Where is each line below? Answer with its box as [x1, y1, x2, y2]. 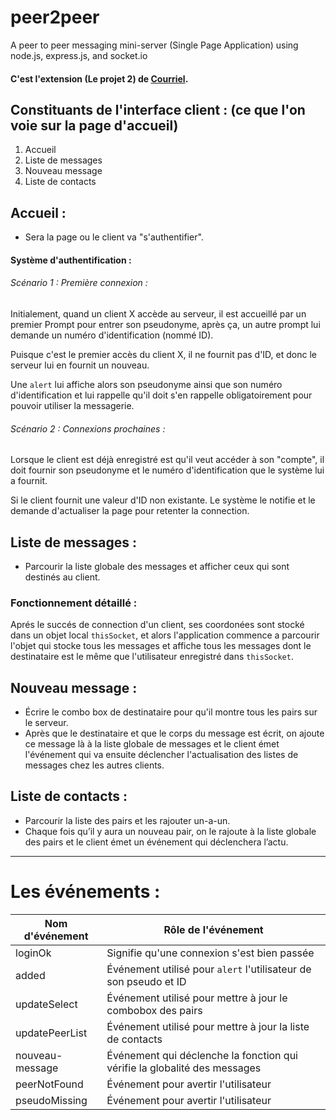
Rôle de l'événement [163, 922, 264, 936]
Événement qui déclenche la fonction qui [106, 1048, 298, 1062]
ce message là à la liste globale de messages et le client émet [24, 738, 280, 750]
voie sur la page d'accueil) [10, 117, 179, 134]
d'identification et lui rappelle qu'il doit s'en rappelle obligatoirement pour [10, 389, 313, 401]
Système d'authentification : [10, 254, 132, 266]
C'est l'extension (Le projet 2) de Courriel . [10, 72, 189, 85]
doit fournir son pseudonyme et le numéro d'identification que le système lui [10, 464, 325, 476]
